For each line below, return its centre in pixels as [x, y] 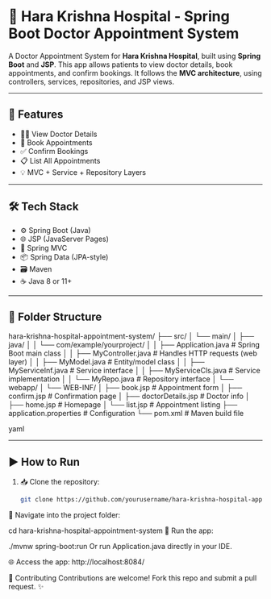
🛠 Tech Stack [44, 207]
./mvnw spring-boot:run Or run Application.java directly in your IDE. [120, 547]
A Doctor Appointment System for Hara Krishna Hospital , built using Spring [135, 56]
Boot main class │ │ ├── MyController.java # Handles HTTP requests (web [133, 353]
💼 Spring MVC [44, 248]
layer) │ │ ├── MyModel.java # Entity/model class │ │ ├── [106, 362]
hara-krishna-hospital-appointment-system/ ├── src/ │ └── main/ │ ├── [131, 336]
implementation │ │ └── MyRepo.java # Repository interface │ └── [121, 379]
